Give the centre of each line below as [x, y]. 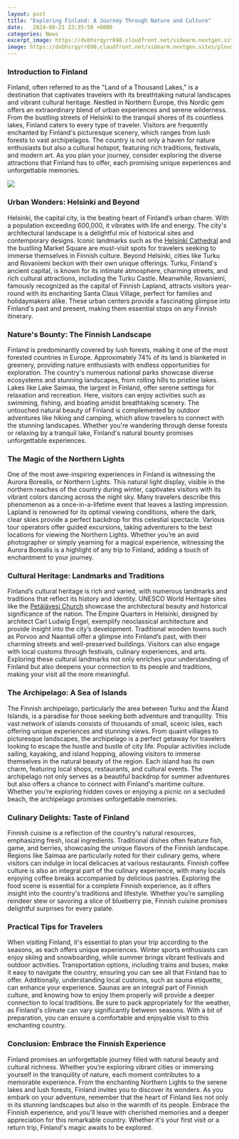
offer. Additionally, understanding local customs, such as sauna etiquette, [115, 980]
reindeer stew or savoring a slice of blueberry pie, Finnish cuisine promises [117, 901]
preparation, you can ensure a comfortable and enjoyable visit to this [108, 1018]
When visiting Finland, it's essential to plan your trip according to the [108, 942]
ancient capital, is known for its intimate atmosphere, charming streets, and [118, 270]
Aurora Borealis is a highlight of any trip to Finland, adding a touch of [108, 550]
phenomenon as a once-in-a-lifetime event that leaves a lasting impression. [118, 505]
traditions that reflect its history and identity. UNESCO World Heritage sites [117, 599]
